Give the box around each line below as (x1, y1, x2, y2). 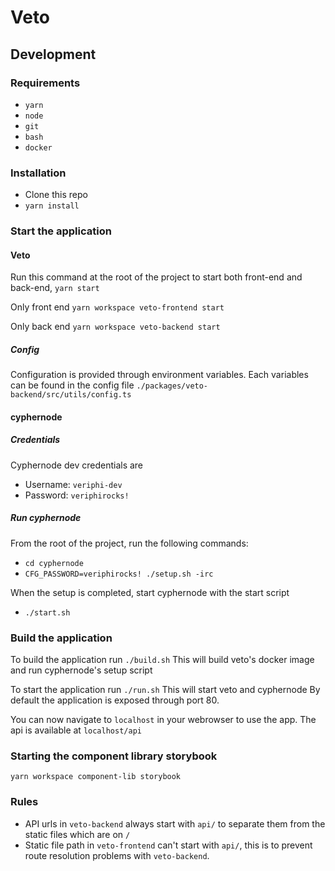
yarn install (24, 201, 80, 211)
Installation (10, 166, 67, 180)
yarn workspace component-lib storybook (10, 772, 182, 782)
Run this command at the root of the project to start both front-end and (10, 271, 303, 283)
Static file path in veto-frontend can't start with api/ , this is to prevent (24, 839, 313, 851)
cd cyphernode (24, 558, 84, 568)
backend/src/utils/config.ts (10, 390, 132, 400)
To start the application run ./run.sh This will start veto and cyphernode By (10, 684, 321, 696)
